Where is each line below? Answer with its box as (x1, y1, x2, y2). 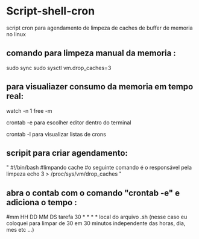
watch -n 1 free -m (6, 107, 52, 114)
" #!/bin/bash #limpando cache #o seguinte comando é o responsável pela (6, 164, 192, 171)
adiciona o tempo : (6, 197, 77, 208)
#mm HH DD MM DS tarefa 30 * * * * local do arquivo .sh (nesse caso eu (6, 213, 188, 221)
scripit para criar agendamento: (6, 148, 128, 158)
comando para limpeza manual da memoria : (6, 48, 176, 59)
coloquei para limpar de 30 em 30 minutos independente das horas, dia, (6, 220, 186, 227)
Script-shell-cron (6, 4, 95, 18)
